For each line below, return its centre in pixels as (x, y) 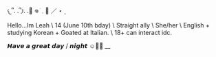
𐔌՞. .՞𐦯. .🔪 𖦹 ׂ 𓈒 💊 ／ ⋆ (35, 11)
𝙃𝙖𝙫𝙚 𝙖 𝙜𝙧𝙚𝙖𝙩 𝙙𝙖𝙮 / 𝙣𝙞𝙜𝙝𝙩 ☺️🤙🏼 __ (59, 46)
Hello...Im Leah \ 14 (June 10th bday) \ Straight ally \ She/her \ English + (108, 25)
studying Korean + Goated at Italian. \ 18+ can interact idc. (90, 33)
